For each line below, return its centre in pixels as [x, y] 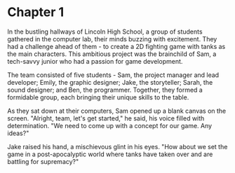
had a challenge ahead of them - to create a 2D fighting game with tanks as [116, 46]
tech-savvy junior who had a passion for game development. [95, 61]
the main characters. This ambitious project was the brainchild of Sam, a [112, 54]
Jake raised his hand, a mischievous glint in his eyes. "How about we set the [117, 146]
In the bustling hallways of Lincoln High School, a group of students [105, 32]
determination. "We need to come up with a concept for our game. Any [110, 125]
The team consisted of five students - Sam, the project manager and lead [113, 75]
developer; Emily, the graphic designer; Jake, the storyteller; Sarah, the [110, 82]
